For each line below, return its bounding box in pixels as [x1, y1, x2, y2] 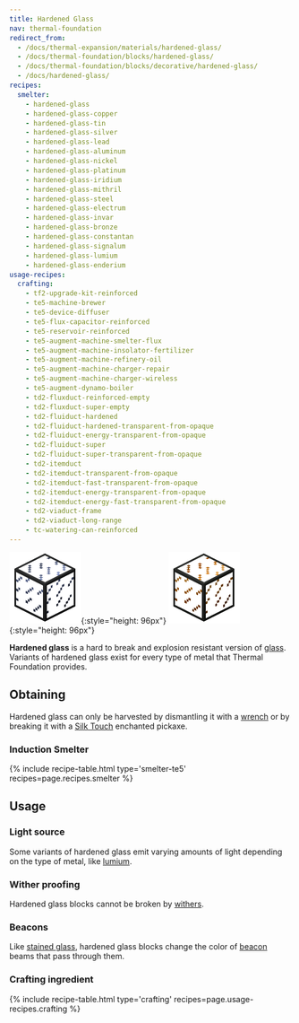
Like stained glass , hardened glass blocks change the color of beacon [9, 941, 268, 952]
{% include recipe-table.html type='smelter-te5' [9, 763, 186, 774]
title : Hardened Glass [9, 14, 94, 23]
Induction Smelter [9, 743, 90, 756]
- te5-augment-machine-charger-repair [25, 364, 170, 374]
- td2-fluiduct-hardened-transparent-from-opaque [25, 422, 215, 431]
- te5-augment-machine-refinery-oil [25, 355, 163, 364]
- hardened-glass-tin [25, 118, 106, 127]
